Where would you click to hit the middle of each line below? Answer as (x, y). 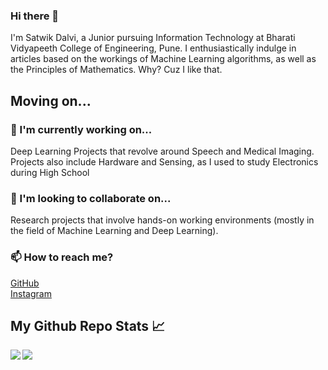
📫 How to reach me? (62, 257)
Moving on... (51, 100)
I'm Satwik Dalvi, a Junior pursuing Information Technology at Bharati (153, 38)
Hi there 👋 (35, 16)
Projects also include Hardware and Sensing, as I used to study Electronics (164, 161)
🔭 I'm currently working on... (81, 129)
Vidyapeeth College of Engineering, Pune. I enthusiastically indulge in (153, 48)
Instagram (31, 293)
